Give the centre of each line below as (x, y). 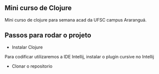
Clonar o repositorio (32, 66)
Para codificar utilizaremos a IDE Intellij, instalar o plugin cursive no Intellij (79, 56)
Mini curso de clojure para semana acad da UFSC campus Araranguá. (76, 20)
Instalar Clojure (27, 47)
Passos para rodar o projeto (48, 36)
